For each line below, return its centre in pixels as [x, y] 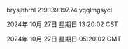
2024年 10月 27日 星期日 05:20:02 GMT [64, 39]
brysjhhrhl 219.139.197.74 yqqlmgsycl [59, 10]
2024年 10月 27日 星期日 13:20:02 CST [62, 24]
